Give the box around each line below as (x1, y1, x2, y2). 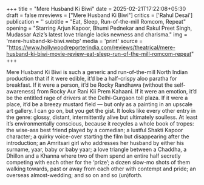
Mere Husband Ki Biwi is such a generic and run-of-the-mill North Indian (6, 69, 188, 75)
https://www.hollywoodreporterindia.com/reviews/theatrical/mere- (8, 44, 176, 51)
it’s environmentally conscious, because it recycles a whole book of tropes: (6, 120, 194, 127)
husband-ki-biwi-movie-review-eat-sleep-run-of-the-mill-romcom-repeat (6, 50, 192, 57)
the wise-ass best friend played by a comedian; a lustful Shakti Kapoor (6, 127, 183, 133)
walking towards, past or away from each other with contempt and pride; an (6, 165, 196, 172)
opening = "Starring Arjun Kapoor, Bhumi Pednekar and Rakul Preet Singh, (6, 24, 192, 32)
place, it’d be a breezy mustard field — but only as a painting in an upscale (6, 101, 193, 108)
